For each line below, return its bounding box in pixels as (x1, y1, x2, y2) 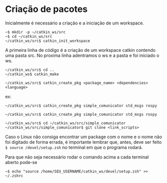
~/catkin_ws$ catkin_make (5, 71, 59, 77)
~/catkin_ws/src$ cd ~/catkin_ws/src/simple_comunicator (5, 121, 126, 126)
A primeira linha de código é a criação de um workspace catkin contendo (5, 47, 156, 53)
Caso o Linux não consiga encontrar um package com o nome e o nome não (5, 134, 163, 140)
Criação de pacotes (5, 3, 88, 15)
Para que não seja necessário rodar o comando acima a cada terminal (5, 154, 149, 160)
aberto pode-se (5, 159, 37, 165)
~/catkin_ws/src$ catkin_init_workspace (5, 38, 91, 43)
